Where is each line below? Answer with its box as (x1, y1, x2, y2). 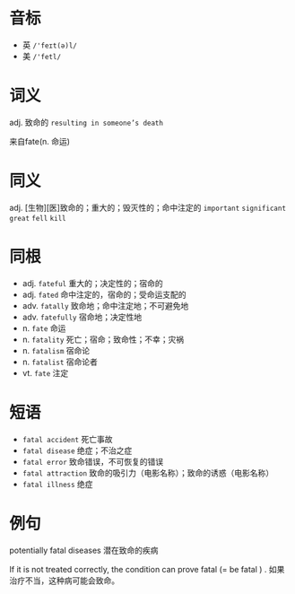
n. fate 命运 (22, 322, 66, 333)
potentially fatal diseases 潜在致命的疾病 (9, 545, 159, 555)
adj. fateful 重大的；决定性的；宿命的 (22, 277, 163, 288)
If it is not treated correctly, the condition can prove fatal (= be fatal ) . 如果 (9, 563, 285, 574)
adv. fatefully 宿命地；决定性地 (22, 311, 142, 322)
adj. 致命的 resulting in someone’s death (9, 117, 164, 127)
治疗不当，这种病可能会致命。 (9, 575, 119, 586)
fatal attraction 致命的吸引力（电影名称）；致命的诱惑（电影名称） (22, 467, 274, 478)
